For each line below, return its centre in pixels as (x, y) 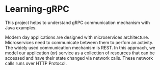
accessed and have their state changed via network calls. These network (79, 58)
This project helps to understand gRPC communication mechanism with (78, 23)
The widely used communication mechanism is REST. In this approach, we (80, 47)
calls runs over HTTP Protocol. (36, 63)
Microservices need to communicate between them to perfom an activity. (79, 42)
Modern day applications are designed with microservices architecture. (77, 37)
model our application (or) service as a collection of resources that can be (80, 53)
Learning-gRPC (37, 9)
